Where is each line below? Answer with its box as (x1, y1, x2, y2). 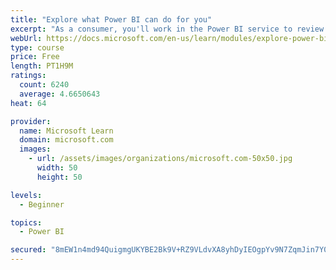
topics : (10, 217, 43, 228)
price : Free (10, 52, 60, 62)
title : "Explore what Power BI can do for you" (10, 14, 213, 25)
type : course (10, 42, 65, 53)
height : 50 (36, 172, 83, 182)
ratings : (10, 71, 47, 81)
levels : (10, 190, 43, 200)
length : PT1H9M (10, 61, 74, 71)
